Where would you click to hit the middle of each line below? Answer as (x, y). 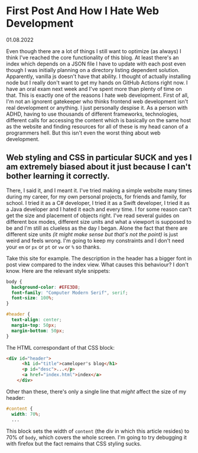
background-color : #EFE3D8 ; (46, 287)
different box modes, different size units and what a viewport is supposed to (99, 221)
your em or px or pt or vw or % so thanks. (53, 247)
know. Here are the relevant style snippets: (58, 271)
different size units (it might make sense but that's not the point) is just (92, 234)
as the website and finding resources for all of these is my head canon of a (97, 126)
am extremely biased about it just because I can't (98, 167)
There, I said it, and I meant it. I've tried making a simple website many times (99, 190)
